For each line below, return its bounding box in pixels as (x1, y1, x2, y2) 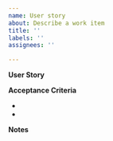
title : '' (8, 26, 41, 34)
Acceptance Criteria (8, 85, 77, 96)
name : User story (8, 11, 66, 20)
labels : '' (8, 33, 45, 42)
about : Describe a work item (8, 19, 105, 27)
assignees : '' (8, 41, 56, 49)
